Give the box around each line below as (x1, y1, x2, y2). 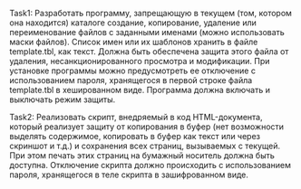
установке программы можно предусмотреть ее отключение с (9, 65, 257, 76)
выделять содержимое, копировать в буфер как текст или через (9, 131, 261, 141)
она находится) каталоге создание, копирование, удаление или (9, 17, 257, 28)
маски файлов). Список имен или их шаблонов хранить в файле (9, 36, 258, 47)
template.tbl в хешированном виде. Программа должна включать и (9, 85, 270, 95)
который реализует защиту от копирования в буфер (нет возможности (9, 121, 284, 132)
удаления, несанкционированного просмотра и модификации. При (9, 56, 270, 66)
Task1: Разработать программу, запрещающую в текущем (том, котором (9, 8, 293, 18)
